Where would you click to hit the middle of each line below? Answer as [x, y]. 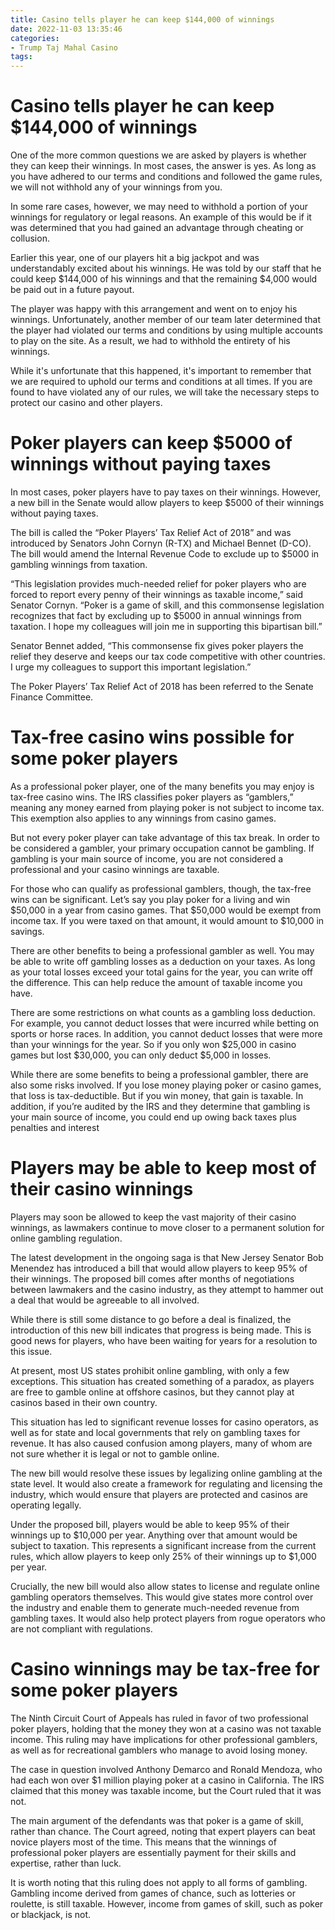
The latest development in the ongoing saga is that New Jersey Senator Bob [167, 1257]
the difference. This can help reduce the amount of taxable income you [156, 982]
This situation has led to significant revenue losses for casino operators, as [164, 1422]
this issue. [31, 1351]
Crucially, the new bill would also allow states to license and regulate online [165, 1586]
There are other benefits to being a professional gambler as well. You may [162, 950]
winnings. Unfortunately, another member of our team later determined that [166, 320]
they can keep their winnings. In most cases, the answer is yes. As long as [163, 166]
